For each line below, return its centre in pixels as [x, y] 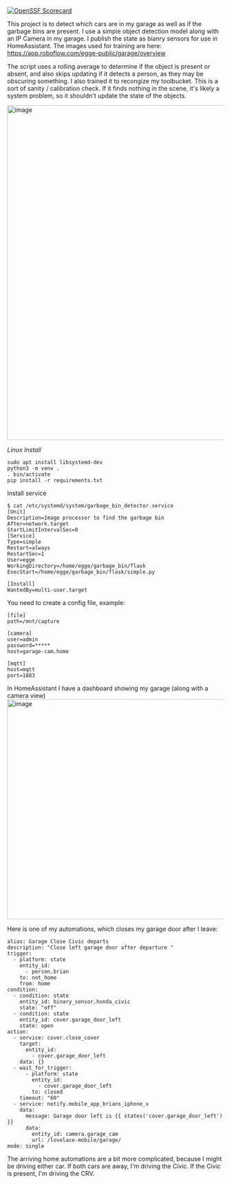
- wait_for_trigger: [43, 1068]
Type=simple [24, 542]
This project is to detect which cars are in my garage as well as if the [104, 24]
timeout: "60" [40, 1098]
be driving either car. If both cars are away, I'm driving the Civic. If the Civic [114, 1166]
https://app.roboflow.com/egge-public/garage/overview [87, 53]
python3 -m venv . [33, 468]
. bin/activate [29, 474]
